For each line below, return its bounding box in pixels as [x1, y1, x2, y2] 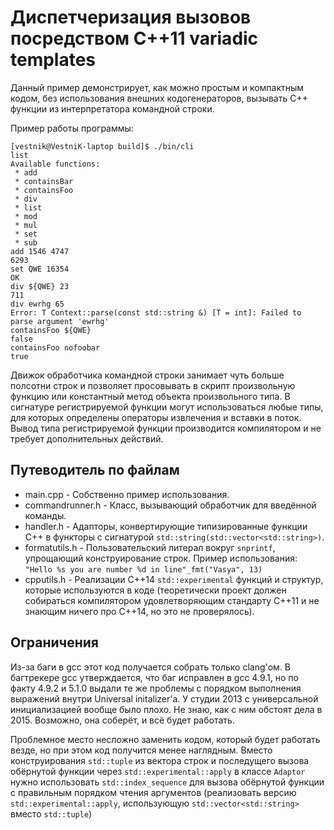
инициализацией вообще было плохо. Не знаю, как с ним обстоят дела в [10, 703, 323, 715]
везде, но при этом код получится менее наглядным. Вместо [10, 744, 273, 756]
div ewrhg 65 [10, 299, 65, 309]
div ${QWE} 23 [10, 281, 70, 291]
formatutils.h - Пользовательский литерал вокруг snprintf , [24, 541, 276, 553]
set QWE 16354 [10, 264, 70, 274]
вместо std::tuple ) [10, 807, 93, 820]
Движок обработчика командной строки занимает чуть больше [10, 369, 285, 381]
